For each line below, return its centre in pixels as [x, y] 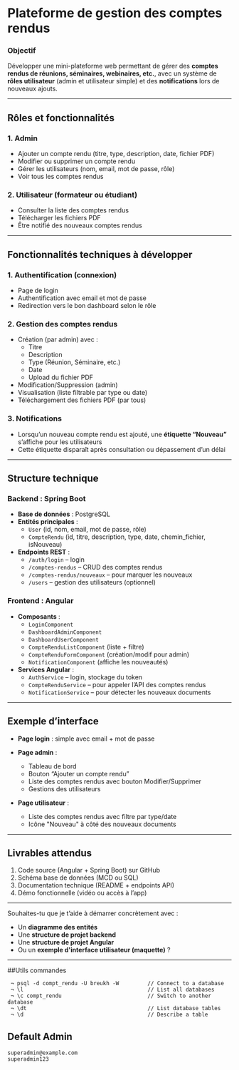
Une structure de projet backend [67, 935]
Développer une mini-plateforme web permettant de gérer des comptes [113, 66]
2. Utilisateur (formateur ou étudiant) [72, 195]
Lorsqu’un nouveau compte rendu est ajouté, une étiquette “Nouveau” [122, 434]
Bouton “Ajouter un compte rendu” [79, 773]
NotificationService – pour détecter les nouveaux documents [119, 692]
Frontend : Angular [41, 601]
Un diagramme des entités [58, 927]
